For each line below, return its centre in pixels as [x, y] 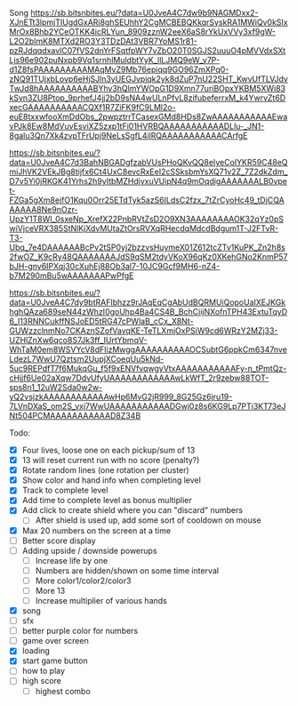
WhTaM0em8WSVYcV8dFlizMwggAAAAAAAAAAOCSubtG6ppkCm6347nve [148, 349]
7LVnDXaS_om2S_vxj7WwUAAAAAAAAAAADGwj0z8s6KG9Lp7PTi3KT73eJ [148, 406]
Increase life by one [72, 560]
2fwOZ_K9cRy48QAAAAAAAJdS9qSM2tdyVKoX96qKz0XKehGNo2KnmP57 [148, 256]
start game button [55, 661]
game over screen [55, 641]
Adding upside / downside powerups [89, 550]
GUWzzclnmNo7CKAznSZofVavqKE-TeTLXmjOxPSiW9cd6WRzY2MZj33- [144, 331]
